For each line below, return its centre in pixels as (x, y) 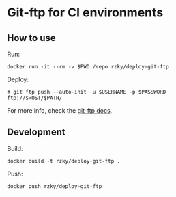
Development (36, 132)
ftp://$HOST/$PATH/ (35, 98)
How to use (31, 38)
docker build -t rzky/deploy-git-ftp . (64, 161)
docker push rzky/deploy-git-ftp (55, 186)
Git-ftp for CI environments (85, 13)
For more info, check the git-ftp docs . (60, 110)
